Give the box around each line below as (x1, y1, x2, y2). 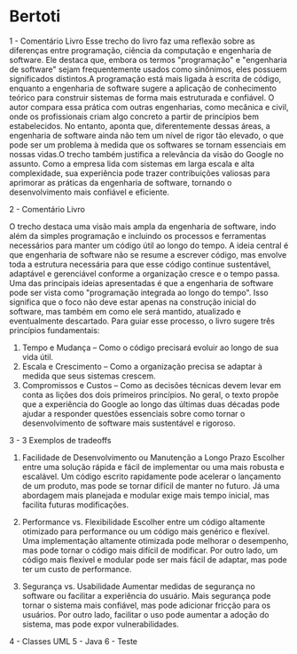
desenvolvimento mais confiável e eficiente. (9, 187, 170, 197)
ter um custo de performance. (21, 563, 132, 574)
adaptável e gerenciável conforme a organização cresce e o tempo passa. (9, 268, 280, 279)
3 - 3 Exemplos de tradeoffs (9, 435, 112, 445)
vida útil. (21, 351, 54, 362)
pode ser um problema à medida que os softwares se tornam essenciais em (9, 140, 286, 150)
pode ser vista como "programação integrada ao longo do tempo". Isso (9, 287, 269, 298)
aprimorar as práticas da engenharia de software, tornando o (9, 177, 232, 187)
